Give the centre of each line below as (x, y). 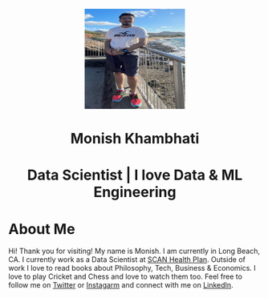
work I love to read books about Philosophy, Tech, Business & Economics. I (132, 268)
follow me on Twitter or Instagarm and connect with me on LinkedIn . (121, 285)
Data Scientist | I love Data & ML (135, 175)
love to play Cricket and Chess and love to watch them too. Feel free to (126, 276)
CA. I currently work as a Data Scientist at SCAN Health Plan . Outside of (127, 260)
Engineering (135, 192)
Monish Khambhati (135, 139)
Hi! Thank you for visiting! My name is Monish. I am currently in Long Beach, (134, 251)
